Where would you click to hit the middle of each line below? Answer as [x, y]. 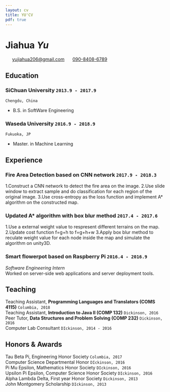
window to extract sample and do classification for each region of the [79, 191]
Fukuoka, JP [18, 134]
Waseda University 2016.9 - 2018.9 [50, 123]
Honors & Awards [34, 344]
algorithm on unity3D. [28, 243]
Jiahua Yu [27, 45]
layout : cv [17, 10]
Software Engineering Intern [35, 268]
